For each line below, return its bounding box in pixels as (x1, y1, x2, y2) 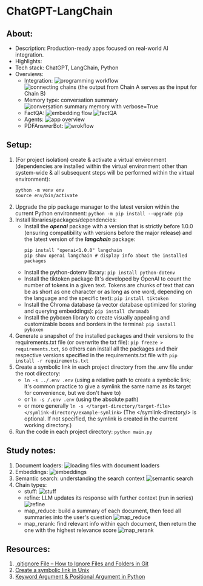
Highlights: (15, 58, 42, 65)
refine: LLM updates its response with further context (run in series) (24, 494, 194, 501)
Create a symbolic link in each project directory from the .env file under (15, 363, 194, 371)
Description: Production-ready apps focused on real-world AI (15, 44, 168, 52)
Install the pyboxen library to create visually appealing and (24, 313, 170, 321)
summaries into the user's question (24, 513, 112, 521)
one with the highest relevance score (24, 526, 117, 534)
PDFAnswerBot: (24, 122, 64, 129)
